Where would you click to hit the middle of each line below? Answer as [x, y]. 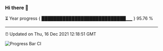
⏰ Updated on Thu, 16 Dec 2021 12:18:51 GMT [51, 34]
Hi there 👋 [17, 8]
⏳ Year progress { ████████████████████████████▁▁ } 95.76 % [79, 18]
